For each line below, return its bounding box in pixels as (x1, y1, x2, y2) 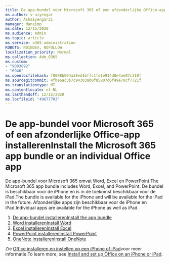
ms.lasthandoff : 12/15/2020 (5, 92, 65, 97)
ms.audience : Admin (5, 31, 47, 36)
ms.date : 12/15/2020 (5, 26, 49, 31)
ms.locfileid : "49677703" (5, 96, 60, 101)
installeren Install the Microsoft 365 (5, 140, 156, 151)
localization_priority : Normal (5, 49, 71, 55)
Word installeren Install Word (12, 220, 72, 226)
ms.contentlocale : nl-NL (5, 87, 58, 92)
